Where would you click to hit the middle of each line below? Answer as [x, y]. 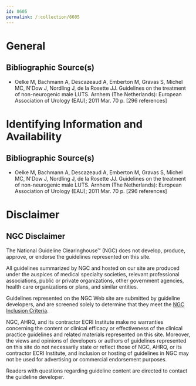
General [26, 46]
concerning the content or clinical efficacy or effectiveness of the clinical [94, 328]
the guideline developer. [35, 377]
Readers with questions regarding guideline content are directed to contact [97, 371]
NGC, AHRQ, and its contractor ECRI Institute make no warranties [85, 322]
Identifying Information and [74, 124]
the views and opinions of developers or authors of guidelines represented [96, 340]
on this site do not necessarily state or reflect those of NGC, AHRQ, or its [94, 347]
